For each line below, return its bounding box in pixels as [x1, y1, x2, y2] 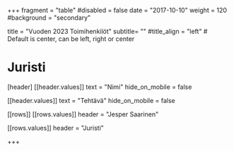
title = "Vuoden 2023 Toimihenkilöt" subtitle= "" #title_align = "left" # [7, 28, 208, 35]
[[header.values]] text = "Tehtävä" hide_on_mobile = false [7, 96, 175, 104]
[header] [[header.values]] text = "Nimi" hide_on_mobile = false [7, 83, 192, 91]
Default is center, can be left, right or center [7, 35, 135, 43]
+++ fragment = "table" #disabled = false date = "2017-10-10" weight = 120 [7, 6, 228, 14]
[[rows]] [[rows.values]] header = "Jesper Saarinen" [7, 109, 159, 119]
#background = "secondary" [7, 13, 91, 22]
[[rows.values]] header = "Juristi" [7, 123, 105, 132]
